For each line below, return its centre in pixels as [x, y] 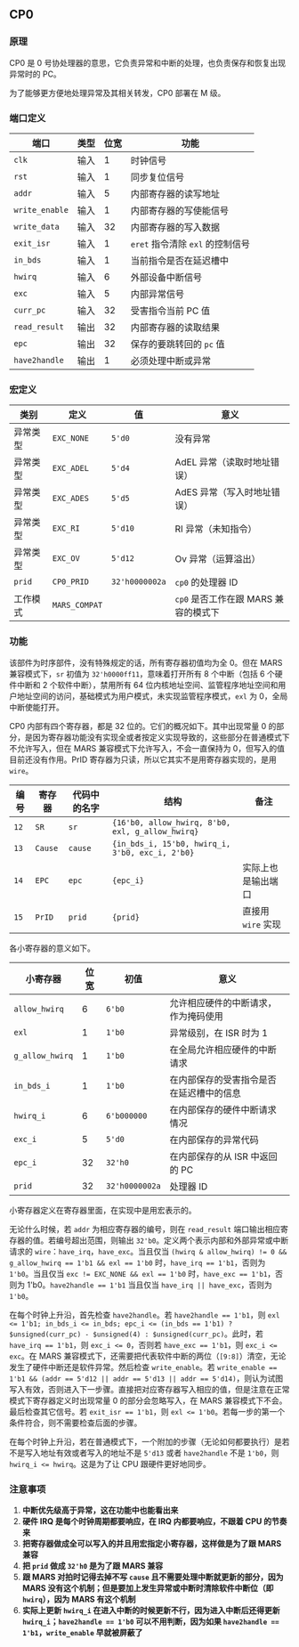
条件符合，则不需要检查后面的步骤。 [76, 1423]
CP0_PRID [70, 582]
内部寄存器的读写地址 [175, 193]
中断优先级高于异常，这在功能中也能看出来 [100, 1510]
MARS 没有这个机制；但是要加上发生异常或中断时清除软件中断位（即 [148, 1587]
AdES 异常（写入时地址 [223, 492]
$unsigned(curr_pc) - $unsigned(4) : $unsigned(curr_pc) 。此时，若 [137, 1334]
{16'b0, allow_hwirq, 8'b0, [172, 822]
